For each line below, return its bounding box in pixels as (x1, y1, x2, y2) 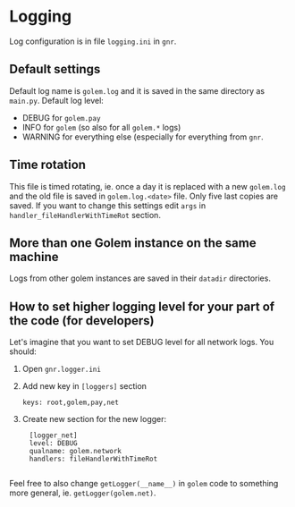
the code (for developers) (9, 313, 155, 328)
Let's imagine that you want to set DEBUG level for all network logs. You (9, 337, 274, 348)
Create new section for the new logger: (21, 414, 167, 425)
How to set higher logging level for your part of (9, 299, 275, 314)
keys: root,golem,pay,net (21, 398, 119, 408)
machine (9, 249, 60, 265)
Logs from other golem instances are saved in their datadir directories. (9, 273, 271, 283)
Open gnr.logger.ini (21, 364, 101, 375)
